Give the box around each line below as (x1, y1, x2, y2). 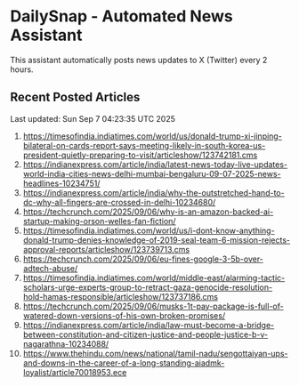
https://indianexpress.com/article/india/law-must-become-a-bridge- (22, 319, 275, 330)
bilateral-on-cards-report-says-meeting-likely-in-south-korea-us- (22, 140, 266, 150)
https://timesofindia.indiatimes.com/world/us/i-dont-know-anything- (22, 225, 275, 236)
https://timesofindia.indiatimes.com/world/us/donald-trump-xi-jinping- (22, 131, 283, 141)
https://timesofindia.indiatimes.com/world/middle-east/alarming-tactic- (22, 272, 286, 283)
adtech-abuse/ (22, 262, 78, 273)
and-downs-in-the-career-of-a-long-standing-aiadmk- (22, 358, 225, 368)
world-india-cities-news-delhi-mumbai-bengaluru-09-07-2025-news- (22, 168, 281, 179)
